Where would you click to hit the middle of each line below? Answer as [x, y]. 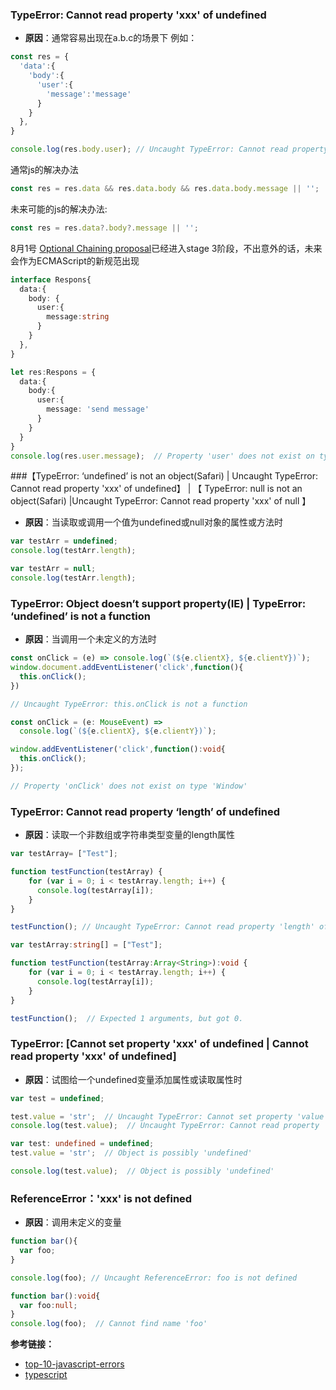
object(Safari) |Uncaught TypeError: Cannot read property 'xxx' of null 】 [161, 501]
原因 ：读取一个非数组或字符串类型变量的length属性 [130, 835]
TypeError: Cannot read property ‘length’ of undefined [145, 811]
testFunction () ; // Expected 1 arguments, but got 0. [127, 1018]
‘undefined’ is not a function [80, 616]
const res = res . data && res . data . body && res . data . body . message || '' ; [165, 189]
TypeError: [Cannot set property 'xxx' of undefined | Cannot [159, 1044]
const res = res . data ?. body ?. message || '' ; [104, 228]
